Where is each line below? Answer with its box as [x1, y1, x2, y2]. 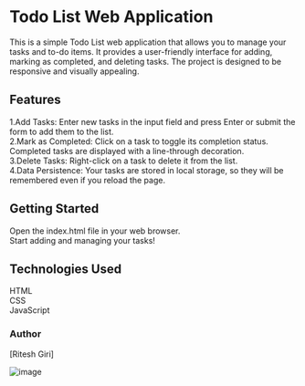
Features [9, 92, 61, 108]
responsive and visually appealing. [9, 66, 140, 77]
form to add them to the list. [9, 126, 114, 137]
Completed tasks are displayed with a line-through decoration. [9, 145, 245, 156]
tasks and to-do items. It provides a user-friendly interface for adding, [9, 46, 273, 57]
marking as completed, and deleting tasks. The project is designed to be [9, 56, 281, 67]
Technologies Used [9, 261, 121, 276]
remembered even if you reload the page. [9, 174, 166, 185]
